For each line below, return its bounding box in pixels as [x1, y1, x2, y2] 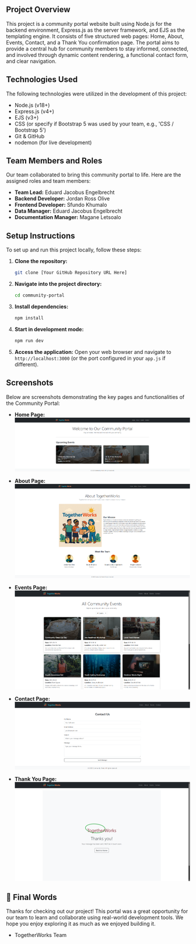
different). [14, 360, 39, 368]
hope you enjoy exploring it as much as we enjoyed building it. [6, 920, 156, 928]
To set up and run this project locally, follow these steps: [6, 246, 142, 254]
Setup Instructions [6, 231, 75, 241]
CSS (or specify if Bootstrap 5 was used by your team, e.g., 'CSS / [14, 120, 174, 127]
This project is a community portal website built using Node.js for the [6, 20, 172, 27]
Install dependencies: [14, 303, 69, 310]
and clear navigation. [6, 57, 57, 64]
